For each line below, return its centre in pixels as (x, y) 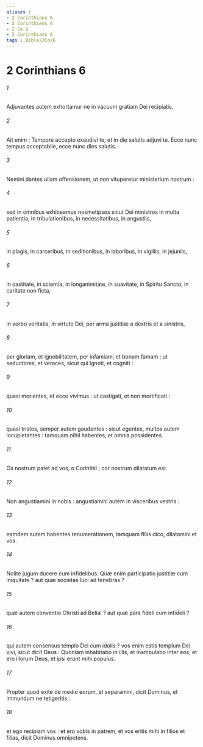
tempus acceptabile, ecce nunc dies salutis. (62, 146)
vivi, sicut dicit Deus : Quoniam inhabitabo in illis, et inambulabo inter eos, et (102, 652)
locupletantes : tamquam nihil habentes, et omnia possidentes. (85, 435)
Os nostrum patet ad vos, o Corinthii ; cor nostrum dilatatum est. (87, 468)
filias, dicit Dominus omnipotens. (47, 737)
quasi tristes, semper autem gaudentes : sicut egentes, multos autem (93, 429)
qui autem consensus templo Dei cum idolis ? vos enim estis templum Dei (98, 646)
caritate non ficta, (28, 291)
